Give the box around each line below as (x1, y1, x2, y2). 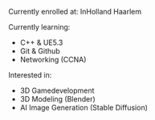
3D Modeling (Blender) (19, 94, 96, 103)
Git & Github (19, 46, 60, 55)
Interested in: (8, 70, 52, 79)
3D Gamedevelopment (19, 86, 95, 95)
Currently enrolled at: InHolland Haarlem (8, 7, 142, 16)
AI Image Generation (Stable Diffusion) (19, 103, 149, 112)
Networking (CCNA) (19, 55, 87, 64)
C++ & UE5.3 (19, 38, 63, 47)
